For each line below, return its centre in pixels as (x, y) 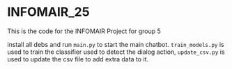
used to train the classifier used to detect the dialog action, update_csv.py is (116, 52)
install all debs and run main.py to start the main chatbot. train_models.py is (116, 44)
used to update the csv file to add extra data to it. (78, 59)
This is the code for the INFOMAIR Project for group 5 (84, 31)
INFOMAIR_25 (48, 12)
